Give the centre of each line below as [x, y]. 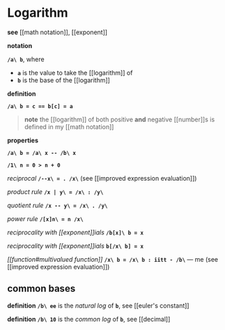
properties [23, 140]
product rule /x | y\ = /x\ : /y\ [55, 192]
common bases [41, 288]
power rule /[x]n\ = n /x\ [45, 218]
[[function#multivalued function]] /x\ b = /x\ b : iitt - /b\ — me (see [113, 259]
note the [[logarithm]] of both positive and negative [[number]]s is [119, 119]
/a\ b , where [26, 59]
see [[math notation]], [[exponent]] [57, 32]
